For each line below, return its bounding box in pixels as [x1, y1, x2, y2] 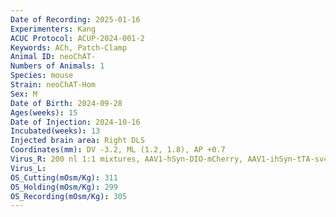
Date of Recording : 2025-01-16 [10, 14, 141, 25]
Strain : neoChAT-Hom [10, 80, 97, 90]
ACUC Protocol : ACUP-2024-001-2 [10, 33, 145, 43]
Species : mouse [10, 71, 74, 81]
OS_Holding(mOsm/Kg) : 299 [10, 182, 118, 192]
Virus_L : [10, 163, 47, 173]
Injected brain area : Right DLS [10, 136, 145, 146]
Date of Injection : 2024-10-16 [10, 117, 141, 127]
